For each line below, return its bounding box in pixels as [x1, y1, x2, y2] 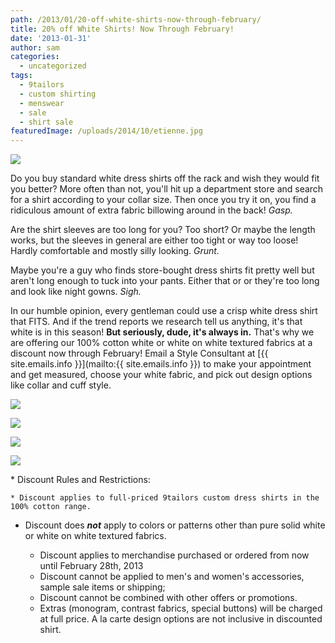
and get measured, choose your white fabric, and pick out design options [10, 369, 313, 381]
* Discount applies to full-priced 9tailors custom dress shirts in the [10, 493, 320, 503]
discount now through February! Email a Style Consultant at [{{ [10, 347, 269, 360]
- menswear [19, 98, 65, 108]
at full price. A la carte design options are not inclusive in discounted [39, 613, 323, 625]
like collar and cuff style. [10, 379, 112, 391]
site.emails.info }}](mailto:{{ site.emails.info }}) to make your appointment [10, 358, 312, 370]
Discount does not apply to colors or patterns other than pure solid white [24, 519, 326, 531]
